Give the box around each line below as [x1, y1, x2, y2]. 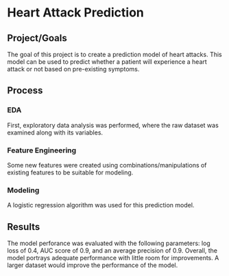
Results [7, 221, 40, 233]
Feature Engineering [7, 146, 77, 155]
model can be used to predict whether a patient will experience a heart [7, 58, 207, 66]
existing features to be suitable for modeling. [7, 168, 134, 176]
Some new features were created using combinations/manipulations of [7, 161, 207, 169]
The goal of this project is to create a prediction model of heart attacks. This [7, 50, 222, 58]
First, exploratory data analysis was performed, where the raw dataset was [7, 121, 219, 129]
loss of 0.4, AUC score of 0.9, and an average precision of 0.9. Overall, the [7, 246, 218, 255]
